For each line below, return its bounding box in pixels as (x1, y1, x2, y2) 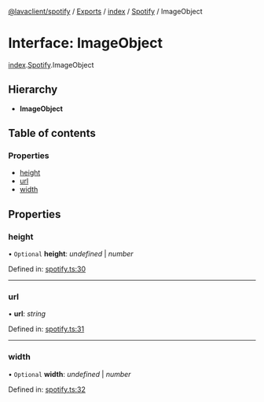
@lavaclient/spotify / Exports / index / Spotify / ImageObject (8, 7, 203, 16)
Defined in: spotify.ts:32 (8, 385, 86, 394)
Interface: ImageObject (8, 35, 163, 52)
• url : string (8, 309, 46, 319)
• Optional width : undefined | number (8, 369, 131, 378)
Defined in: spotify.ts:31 (8, 324, 85, 334)
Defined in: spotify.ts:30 (8, 264, 86, 274)
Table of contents (8, 127, 96, 140)
